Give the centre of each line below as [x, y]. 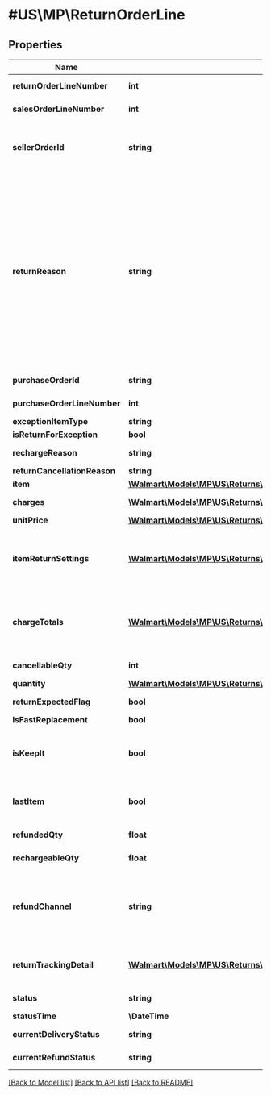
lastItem [29, 801]
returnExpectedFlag [52, 702]
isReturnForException [55, 435]
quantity [29, 683]
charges [29, 502]
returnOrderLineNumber [60, 86]
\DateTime [148, 1016]
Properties [35, 45]
